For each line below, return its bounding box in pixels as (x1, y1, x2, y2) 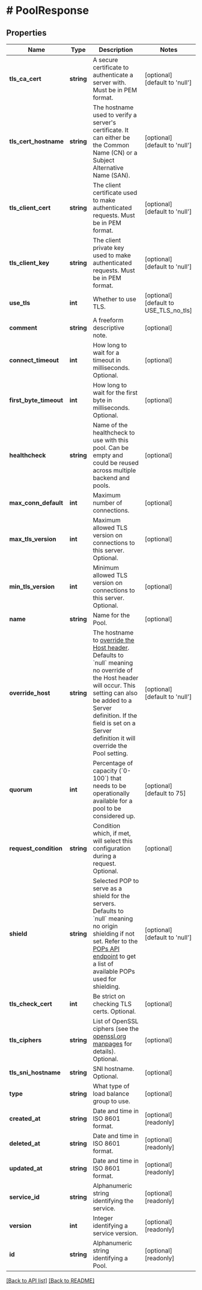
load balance (93, 1090, 129, 1097)
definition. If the (93, 712, 137, 720)
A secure (93, 56, 118, 64)
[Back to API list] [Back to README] (6, 1277, 95, 1284)
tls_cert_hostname (9, 137, 64, 145)
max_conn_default (9, 499, 63, 507)
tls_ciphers (9, 1036, 42, 1044)
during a (93, 852, 117, 860)
